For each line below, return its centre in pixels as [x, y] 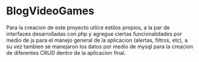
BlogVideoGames [50, 11]
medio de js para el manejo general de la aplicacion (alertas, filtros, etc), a [97, 40]
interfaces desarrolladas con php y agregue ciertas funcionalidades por [94, 33]
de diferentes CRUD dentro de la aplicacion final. [66, 52]
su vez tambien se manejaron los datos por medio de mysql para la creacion [100, 46]
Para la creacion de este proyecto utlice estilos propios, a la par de [88, 27]
